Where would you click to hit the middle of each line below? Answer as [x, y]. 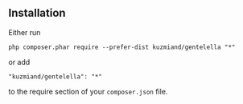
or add [19, 62]
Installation [37, 13]
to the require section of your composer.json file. [88, 91]
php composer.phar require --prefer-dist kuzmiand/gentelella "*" [122, 47]
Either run [25, 32]
